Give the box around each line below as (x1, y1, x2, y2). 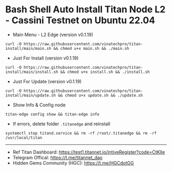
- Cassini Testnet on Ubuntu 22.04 (5, 14, 155, 26)
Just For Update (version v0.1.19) (12, 78, 82, 84)
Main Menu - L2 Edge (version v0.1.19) (12, 31, 94, 37)
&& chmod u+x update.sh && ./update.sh (58, 92, 143, 98)
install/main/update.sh (5, 92, 56, 98)
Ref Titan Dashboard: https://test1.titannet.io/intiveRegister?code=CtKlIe (12, 149, 165, 155)
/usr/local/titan (5, 135, 42, 140)
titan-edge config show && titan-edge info (5, 111, 100, 117)
